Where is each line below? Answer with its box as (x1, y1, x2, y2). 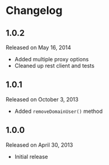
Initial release (14, 153, 48, 160)
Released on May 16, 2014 (5, 44, 71, 51)
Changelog (5, 4, 63, 18)
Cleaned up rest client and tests (14, 62, 95, 69)
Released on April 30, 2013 (5, 141, 74, 149)
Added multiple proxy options (14, 56, 89, 62)
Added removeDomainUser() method (14, 107, 103, 115)
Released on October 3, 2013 (5, 95, 79, 103)
